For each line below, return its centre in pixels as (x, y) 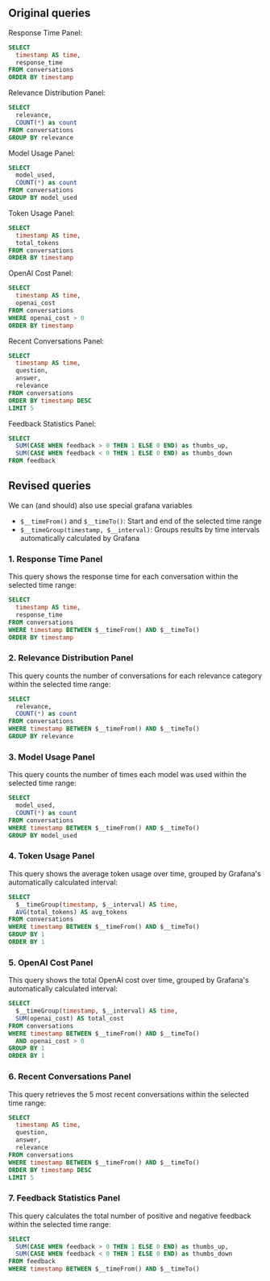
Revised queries (50, 486)
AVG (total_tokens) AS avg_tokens (72, 912)
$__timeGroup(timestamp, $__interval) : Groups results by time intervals (140, 529)
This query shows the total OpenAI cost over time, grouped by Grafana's (129, 980)
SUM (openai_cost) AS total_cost (70, 1018)
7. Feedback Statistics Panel (64, 1198)
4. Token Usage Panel (52, 856)
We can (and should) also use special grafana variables (100, 505)
